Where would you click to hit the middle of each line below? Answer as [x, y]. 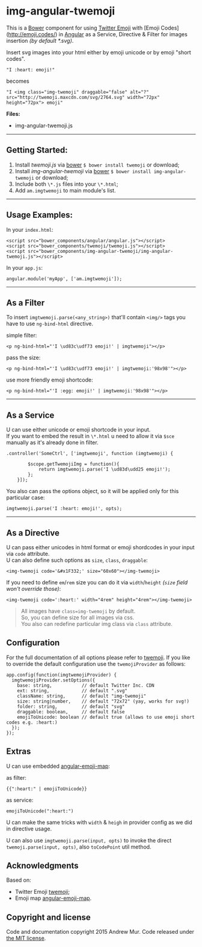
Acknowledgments [43, 866]
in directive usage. [29, 829]
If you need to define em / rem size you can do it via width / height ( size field [97, 582]
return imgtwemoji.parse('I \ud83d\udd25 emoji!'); [104, 470]
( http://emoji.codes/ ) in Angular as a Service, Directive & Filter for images [97, 34]
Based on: [19, 880]
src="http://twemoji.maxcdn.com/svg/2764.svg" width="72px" [83, 97]
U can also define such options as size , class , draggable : [77, 560]
